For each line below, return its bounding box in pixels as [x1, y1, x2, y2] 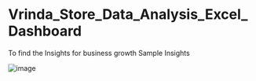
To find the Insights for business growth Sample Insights [8, 48, 190, 57]
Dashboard [8, 22, 82, 40]
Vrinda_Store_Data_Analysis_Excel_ [8, 6, 248, 24]
